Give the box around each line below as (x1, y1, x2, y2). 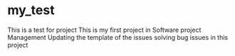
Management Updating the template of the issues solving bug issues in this (7, 33, 229, 41)
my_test (7, 2, 55, 18)
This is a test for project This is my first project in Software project (7, 26, 202, 34)
